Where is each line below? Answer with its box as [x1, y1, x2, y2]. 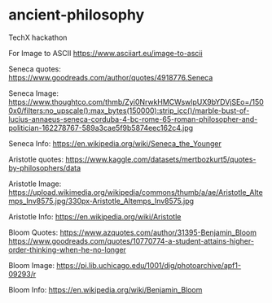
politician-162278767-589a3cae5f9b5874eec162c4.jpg [8, 123, 194, 132]
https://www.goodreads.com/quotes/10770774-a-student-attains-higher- [8, 236, 255, 245]
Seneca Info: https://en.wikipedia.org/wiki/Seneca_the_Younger [8, 138, 222, 148]
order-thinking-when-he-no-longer [8, 245, 126, 254]
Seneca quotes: [8, 63, 61, 74]
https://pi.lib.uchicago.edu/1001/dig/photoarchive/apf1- [56, 260, 242, 270]
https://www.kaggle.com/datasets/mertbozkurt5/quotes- [64, 154, 257, 164]
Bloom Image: [8, 260, 55, 270]
